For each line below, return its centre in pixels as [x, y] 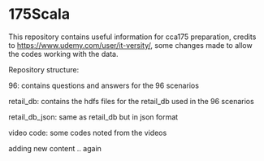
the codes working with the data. [63, 54]
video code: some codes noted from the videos [88, 133]
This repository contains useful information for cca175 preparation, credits [132, 37]
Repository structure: [44, 69]
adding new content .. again [55, 148]
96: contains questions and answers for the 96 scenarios [104, 85]
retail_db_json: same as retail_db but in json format [93, 117]
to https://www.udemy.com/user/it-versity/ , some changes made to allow [131, 45]
